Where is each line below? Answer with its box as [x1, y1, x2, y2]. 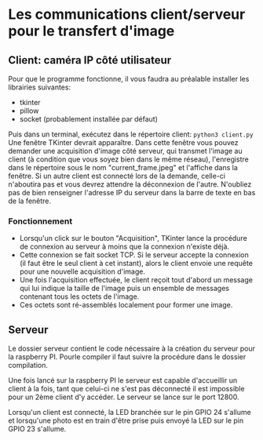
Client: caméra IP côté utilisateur [8, 53, 172, 67]
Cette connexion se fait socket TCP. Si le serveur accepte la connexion [19, 250, 249, 260]
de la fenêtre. [8, 196, 52, 205]
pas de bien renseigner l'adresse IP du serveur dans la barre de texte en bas [8, 188, 256, 197]
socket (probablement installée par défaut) [19, 115, 159, 123]
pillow [19, 106, 39, 115]
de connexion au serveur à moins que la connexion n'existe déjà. [19, 242, 230, 252]
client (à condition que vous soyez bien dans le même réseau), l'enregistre [8, 155, 250, 164]
